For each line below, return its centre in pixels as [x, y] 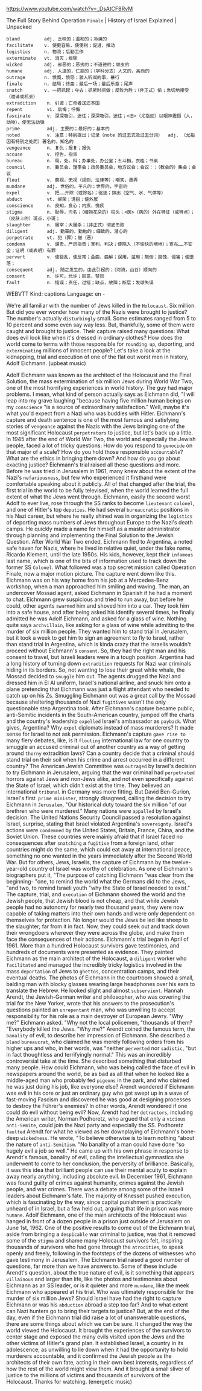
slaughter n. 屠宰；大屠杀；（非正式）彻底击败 [65, 225]
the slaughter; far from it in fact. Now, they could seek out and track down [98, 926]
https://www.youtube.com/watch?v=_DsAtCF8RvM [70, 9]
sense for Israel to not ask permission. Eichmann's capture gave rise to [96, 734]
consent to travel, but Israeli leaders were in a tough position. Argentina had [100, 657]
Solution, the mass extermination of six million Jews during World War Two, [100, 381]
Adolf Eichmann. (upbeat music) [46, 363]
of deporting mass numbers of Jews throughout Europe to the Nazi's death [99, 522]
